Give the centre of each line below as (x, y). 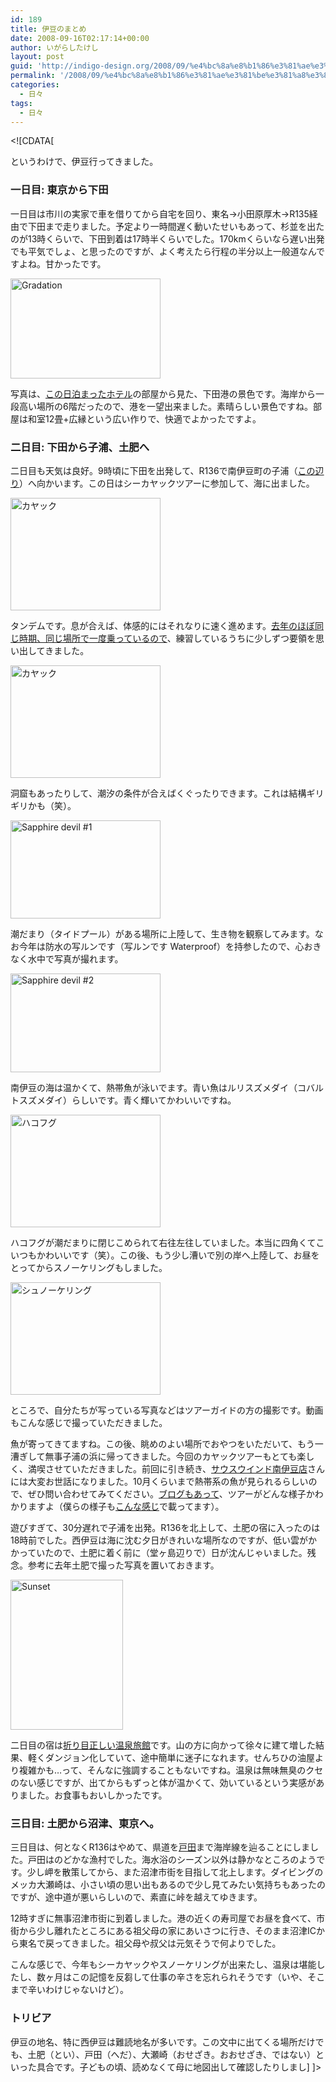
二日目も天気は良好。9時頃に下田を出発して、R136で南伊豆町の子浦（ (154, 470)
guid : (21, 66)
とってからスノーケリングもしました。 (89, 1267)
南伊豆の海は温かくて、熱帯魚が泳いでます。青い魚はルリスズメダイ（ (154, 1087)
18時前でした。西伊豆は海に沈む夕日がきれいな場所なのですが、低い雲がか (164, 1540)
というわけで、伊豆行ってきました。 (84, 162)
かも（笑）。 (52, 805)
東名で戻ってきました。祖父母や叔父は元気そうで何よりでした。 (150, 1943)
